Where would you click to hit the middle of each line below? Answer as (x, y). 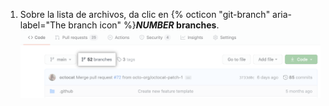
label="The (43, 25)
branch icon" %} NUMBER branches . (144, 25)
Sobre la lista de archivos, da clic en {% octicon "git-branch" (145, 14)
